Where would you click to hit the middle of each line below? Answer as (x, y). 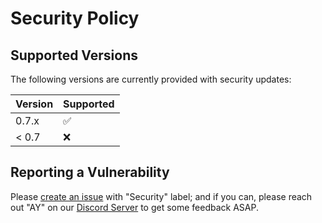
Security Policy (75, 18)
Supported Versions (74, 55)
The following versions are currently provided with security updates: (151, 79)
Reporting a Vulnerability (90, 172)
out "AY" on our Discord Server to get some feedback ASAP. (134, 207)
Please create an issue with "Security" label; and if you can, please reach (161, 196)
